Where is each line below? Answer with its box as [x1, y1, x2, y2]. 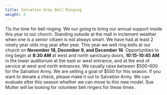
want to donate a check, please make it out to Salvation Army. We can [5, 73, 149, 79]
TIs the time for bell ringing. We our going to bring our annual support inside [5, 25, 162, 31]
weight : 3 [5, 12, 26, 17]
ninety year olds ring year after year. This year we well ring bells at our [5, 41, 151, 47]
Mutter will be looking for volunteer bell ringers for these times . [5, 84, 137, 90]
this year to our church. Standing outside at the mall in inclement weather [5, 31, 156, 37]
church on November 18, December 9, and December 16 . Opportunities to [5, 47, 159, 53]
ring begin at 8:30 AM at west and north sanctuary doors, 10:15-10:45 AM [5, 52, 159, 58]
